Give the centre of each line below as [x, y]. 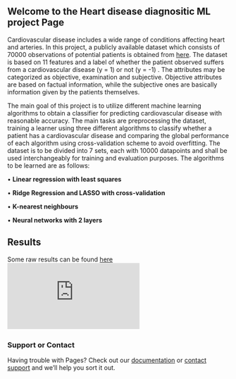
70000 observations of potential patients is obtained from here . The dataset [117, 54]
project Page [36, 23]
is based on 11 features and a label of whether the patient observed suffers [116, 62]
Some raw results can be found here [60, 259]
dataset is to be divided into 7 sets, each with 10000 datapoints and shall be [117, 150]
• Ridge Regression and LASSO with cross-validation [86, 192]
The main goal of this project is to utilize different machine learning [105, 106]
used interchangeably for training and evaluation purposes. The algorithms [116, 158]
